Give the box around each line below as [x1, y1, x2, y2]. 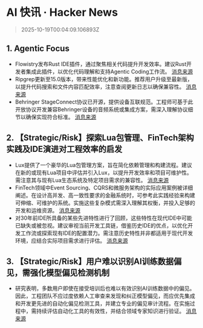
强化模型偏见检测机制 [30, 267, 110, 278]
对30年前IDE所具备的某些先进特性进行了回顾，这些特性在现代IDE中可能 [14, 214, 192, 221]
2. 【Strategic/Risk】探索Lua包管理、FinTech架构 [6, 133, 195, 143]
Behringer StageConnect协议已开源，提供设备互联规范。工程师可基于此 [14, 98, 193, 105]
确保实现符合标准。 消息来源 [25, 113, 97, 120]
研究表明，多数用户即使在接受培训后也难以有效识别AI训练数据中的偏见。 [14, 285, 195, 292]
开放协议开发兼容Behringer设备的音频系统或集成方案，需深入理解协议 [14, 105, 188, 113]
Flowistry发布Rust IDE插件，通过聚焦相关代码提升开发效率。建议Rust [14, 60, 187, 67]
